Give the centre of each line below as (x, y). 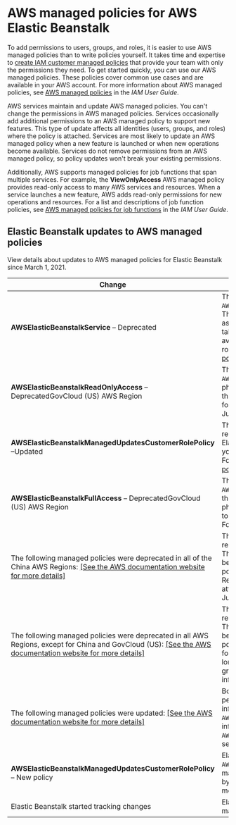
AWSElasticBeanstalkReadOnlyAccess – (79, 387)
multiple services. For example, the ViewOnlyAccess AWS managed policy (116, 179)
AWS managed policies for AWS (102, 13)
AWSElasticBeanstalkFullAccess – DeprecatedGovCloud (106, 498)
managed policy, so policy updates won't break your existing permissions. (114, 158)
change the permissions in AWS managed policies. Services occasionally (113, 113)
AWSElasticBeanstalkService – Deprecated (84, 327)
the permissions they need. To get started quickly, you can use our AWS (112, 70)
